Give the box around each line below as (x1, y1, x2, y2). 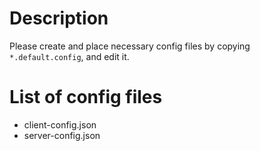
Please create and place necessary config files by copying (9, 40, 251, 52)
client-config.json (23, 118, 97, 131)
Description (9, 7, 109, 30)
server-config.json (23, 129, 101, 141)
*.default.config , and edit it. (9, 50, 130, 62)
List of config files (9, 86, 163, 109)
